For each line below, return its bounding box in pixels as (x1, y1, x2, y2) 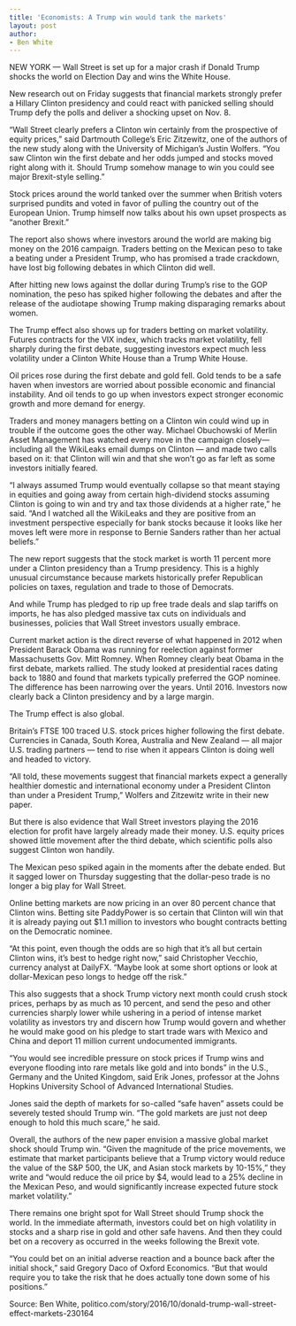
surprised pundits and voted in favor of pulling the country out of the (9, 198, 259, 209)
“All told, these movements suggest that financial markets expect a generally (9, 772, 288, 782)
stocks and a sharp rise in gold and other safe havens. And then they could (9, 1227, 283, 1237)
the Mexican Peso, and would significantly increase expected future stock (9, 1182, 278, 1192)
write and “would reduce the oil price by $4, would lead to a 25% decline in (9, 1172, 284, 1183)
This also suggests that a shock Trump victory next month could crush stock (9, 989, 288, 999)
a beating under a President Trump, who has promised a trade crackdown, (9, 253, 280, 264)
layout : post (9, 21, 57, 30)
